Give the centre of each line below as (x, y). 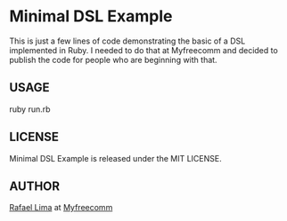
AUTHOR (35, 186)
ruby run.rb (30, 109)
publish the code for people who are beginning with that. (113, 59)
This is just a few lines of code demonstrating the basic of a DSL (127, 41)
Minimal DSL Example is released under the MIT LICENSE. (115, 158)
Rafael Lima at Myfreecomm (61, 208)
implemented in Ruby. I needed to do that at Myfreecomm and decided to (143, 50)
